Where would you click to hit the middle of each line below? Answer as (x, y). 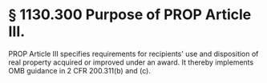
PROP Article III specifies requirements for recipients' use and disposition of (133, 53)
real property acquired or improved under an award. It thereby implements (131, 62)
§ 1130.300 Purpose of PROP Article (130, 15)
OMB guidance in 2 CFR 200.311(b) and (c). (79, 70)
